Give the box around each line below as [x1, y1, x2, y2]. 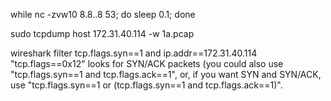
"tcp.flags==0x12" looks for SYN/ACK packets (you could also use [10, 58, 284, 69]
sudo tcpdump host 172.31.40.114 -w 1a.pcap [10, 28, 195, 39]
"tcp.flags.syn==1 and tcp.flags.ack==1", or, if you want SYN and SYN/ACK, [10, 69, 322, 80]
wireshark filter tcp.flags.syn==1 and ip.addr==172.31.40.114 [10, 47, 258, 59]
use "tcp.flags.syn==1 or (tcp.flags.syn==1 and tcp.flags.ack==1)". [10, 79, 283, 91]
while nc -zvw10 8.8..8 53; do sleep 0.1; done [10, 9, 196, 20]
